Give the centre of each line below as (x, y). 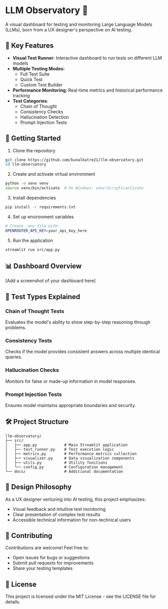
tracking (21, 95)
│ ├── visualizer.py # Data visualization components (70, 458)
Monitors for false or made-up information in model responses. (71, 381)
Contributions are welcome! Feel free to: (47, 548)
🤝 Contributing (29, 535)
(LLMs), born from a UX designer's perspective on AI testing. (69, 29)
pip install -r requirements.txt (40, 207)
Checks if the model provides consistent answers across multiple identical (83, 352)
